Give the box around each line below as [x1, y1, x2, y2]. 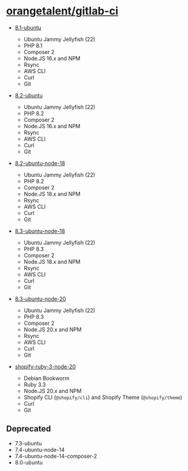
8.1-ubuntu [14, 24, 42, 31]
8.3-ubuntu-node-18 [14, 227, 66, 234]
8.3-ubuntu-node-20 [14, 295, 66, 302]
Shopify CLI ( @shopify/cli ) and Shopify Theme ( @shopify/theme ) [23, 394, 183, 401]
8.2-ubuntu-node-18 [14, 159, 66, 167]
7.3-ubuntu [14, 439, 42, 447]
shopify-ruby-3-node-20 [14, 363, 76, 370]
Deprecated [6, 424, 51, 434]
